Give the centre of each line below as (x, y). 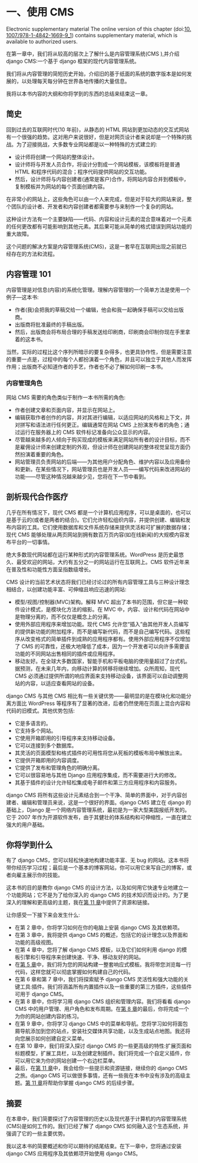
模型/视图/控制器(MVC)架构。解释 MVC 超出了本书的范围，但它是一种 (99, 602)
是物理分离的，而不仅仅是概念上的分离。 (64, 617)
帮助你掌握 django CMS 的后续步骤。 (93, 1083)
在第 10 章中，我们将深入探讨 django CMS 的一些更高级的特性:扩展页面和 (103, 1046)
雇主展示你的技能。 (39, 875)
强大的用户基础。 (27, 824)
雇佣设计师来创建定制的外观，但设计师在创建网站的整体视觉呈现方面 (103, 447)
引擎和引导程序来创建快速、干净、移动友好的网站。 (82, 957)
